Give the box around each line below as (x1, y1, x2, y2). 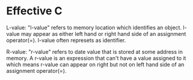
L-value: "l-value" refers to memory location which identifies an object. (6, 24, 182, 31)
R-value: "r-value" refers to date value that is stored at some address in (6, 48, 183, 55)
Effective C (6, 4, 63, 18)
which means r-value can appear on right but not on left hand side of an (6, 61, 185, 68)
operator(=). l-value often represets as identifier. (6, 36, 126, 44)
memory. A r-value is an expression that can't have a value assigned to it (6, 54, 186, 61)
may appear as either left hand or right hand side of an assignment (20, 30, 186, 37)
